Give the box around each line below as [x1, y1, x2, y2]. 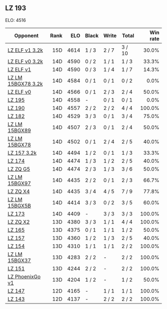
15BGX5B [7, 202, 31, 209]
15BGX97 [7, 180, 31, 187]
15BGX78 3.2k [7, 80, 43, 87]
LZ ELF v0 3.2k [7, 58, 43, 65]
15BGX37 [7, 257, 31, 264]
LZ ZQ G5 [7, 165, 30, 172]
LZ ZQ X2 [7, 218, 30, 225]
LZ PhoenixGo [7, 273, 41, 280]
